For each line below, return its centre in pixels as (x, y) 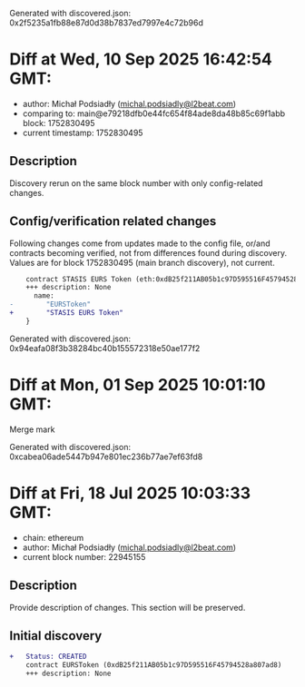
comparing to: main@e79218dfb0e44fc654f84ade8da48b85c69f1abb (154, 113)
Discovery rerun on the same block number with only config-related (136, 183)
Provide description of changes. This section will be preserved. (128, 607)
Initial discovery (56, 636)
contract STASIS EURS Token (79, 279)
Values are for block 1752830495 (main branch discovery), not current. (142, 262)
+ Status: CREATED (49, 657)
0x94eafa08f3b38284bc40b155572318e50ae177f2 (105, 348)
